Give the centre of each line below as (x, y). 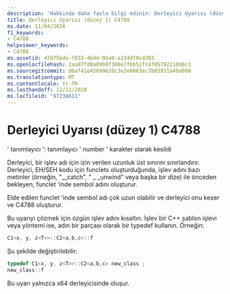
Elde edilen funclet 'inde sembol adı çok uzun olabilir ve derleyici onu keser (113, 197)
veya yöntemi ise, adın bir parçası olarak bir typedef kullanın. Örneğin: (106, 225)
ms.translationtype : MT (41, 77)
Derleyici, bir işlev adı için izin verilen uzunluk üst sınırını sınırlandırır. (103, 162)
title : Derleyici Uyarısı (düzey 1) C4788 (68, 20)
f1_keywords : (26, 33)
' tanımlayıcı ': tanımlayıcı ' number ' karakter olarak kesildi (89, 149)
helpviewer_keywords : (38, 45)
